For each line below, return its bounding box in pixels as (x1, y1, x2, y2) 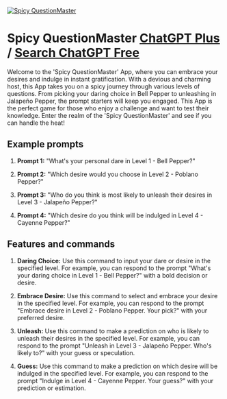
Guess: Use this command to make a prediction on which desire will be (16, 362, 218, 370)
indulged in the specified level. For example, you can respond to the (16, 369, 209, 377)
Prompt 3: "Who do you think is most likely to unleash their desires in (16, 191, 213, 199)
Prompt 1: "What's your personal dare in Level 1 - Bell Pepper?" (16, 156, 196, 165)
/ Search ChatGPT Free (7, 45, 140, 61)
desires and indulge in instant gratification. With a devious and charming (7, 75, 211, 83)
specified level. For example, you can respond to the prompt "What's (16, 264, 211, 272)
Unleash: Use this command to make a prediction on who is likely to (16, 326, 209, 335)
